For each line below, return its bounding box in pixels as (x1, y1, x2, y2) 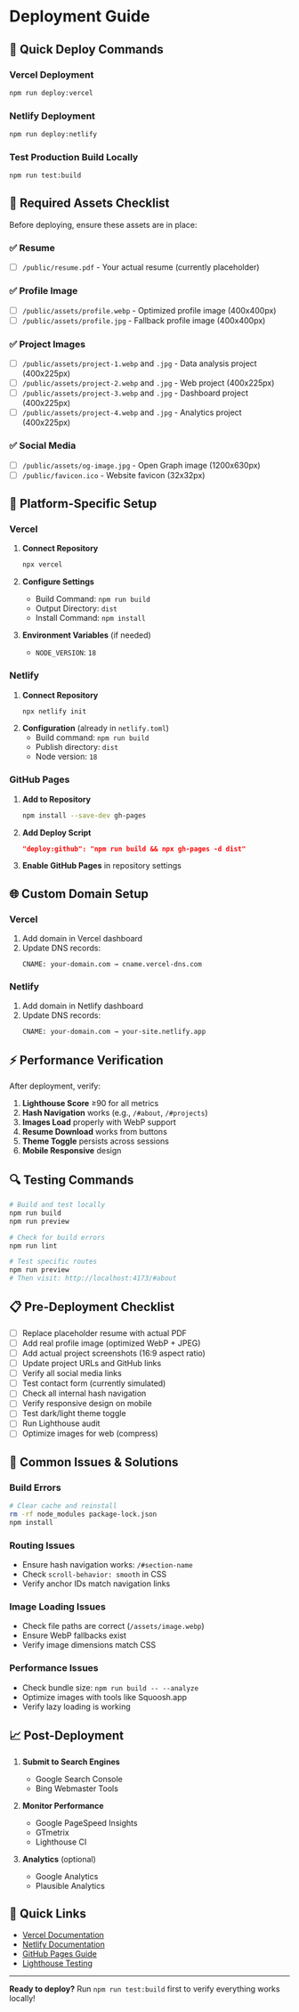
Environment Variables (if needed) (21, 630, 151, 640)
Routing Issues (9, 1539, 76, 1552)
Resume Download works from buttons (21, 1127, 167, 1137)
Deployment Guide (9, 6, 150, 27)
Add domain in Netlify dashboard (21, 1000, 144, 1012)
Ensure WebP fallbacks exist (21, 1630, 127, 1641)
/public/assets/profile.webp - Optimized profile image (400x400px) (21, 305, 277, 315)
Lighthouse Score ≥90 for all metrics (21, 1098, 159, 1109)
